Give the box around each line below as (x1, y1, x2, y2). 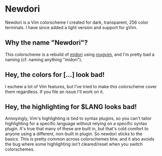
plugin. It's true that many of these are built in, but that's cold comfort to (5, 126, 149, 132)
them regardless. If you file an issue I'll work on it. (5, 89, 104, 94)
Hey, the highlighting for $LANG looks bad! (5, 103, 137, 111)
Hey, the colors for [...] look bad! (5, 71, 105, 79)
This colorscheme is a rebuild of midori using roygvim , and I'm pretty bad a (5, 51, 155, 57)
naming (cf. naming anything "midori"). (5, 57, 83, 62)
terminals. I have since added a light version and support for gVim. (5, 24, 138, 30)
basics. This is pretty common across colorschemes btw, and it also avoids (5, 136, 155, 142)
